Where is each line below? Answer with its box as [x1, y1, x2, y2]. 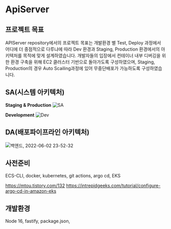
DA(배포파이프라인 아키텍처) [5, 128, 90, 136]
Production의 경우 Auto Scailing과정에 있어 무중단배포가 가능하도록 [5, 65, 140, 71]
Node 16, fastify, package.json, [5, 218, 70, 224]
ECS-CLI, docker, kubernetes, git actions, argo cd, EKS [5, 173, 121, 179]
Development [5, 111, 35, 118]
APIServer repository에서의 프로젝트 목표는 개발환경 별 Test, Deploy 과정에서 [5, 40, 161, 45]
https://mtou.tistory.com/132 [5, 182, 65, 189]
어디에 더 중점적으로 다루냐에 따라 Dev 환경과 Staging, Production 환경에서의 [5, 46, 160, 52]
